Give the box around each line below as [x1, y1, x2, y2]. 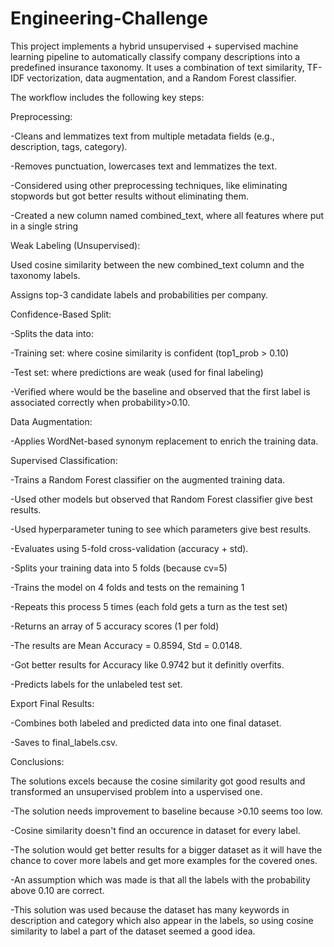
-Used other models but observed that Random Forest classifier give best [10, 493, 313, 505]
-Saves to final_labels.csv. [10, 736, 118, 748]
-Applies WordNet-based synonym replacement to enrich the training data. [10, 435, 319, 447]
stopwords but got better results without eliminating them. [10, 190, 250, 202]
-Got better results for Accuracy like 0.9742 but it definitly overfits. [10, 658, 285, 671]
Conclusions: [10, 755, 65, 767]
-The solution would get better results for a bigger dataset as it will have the [10, 843, 323, 856]
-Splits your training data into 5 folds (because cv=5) [10, 562, 228, 574]
